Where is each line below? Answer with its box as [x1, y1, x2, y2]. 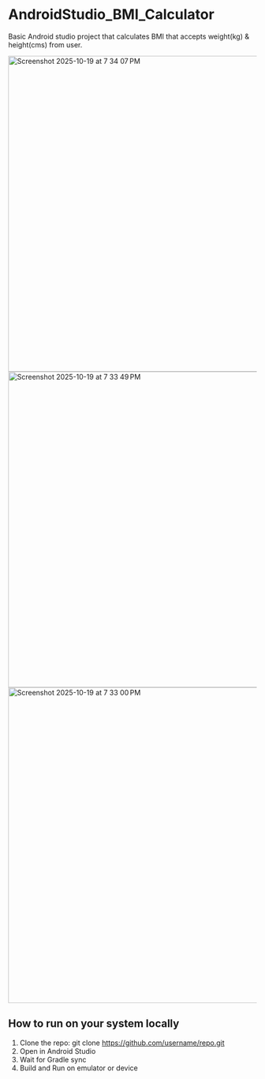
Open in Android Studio [19, 1046, 96, 1055]
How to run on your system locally [8, 1017, 180, 1031]
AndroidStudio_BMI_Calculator [8, 6, 215, 24]
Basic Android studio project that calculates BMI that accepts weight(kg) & [8, 32, 250, 41]
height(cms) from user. [8, 39, 83, 49]
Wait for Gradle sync [19, 1055, 87, 1064]
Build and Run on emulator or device [19, 1063, 138, 1073]
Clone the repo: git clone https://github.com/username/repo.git [19, 1038, 225, 1047]
